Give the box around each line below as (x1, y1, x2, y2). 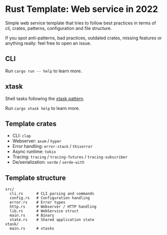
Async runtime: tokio (12, 148, 56, 155)
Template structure (5, 173, 66, 182)
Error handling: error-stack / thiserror (12, 143, 93, 149)
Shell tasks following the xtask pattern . (5, 96, 84, 102)
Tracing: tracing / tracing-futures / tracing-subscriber (12, 154, 128, 160)
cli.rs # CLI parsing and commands (9, 191, 94, 196)
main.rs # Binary (9, 213, 55, 218)
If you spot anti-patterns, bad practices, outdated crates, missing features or (5, 35, 163, 41)
